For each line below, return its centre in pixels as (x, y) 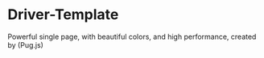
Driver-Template (63, 15)
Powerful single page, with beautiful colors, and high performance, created (132, 37)
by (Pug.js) (25, 44)
